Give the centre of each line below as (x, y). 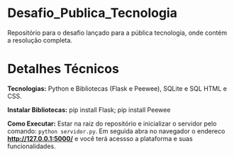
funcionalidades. (32, 146)
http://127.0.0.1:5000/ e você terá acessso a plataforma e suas (100, 138)
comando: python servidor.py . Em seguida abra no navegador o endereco (116, 131)
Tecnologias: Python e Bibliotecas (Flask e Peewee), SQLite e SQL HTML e (117, 88)
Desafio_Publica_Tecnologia (92, 13)
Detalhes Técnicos (63, 69)
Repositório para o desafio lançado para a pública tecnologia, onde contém (117, 33)
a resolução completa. (40, 40)
